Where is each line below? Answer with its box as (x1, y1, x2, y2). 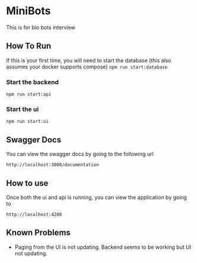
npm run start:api (6, 91, 51, 97)
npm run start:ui (6, 119, 49, 125)
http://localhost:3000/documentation (6, 162, 99, 168)
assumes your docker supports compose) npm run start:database (6, 63, 167, 70)
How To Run (6, 41, 51, 51)
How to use (6, 178, 49, 188)
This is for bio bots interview (6, 24, 76, 31)
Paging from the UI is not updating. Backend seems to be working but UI (14, 243, 191, 251)
